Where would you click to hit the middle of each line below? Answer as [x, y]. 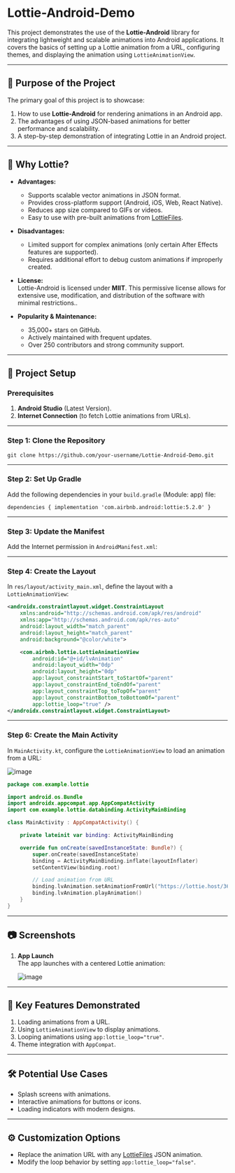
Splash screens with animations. [64, 1095]
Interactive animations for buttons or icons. [79, 1102]
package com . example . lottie [48, 784]
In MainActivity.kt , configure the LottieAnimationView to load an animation [116, 750]
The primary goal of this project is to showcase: [76, 100]
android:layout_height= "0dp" [75, 672]
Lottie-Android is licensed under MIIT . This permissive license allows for [121, 288]
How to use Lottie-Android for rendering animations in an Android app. [120, 113]
